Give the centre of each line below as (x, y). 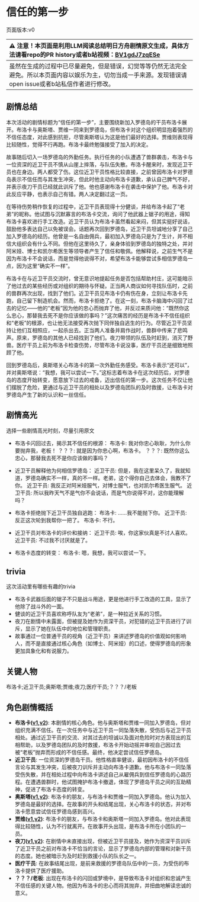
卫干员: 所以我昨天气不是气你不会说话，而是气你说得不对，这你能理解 (99, 493)
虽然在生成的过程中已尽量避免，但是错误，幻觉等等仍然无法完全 (98, 66)
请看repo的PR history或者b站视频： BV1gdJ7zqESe (88, 54)
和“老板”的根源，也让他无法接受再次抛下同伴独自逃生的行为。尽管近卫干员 (97, 323)
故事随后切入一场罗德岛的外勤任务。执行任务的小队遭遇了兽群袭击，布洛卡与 (99, 157)
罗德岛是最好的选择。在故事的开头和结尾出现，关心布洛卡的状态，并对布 (103, 804)
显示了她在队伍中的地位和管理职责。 (69, 629)
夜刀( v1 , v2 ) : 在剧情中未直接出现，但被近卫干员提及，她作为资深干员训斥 (103, 841)
